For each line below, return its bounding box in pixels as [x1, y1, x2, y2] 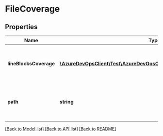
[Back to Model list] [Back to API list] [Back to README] [5, 126, 116, 132]
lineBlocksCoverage [7, 60, 55, 67]
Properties [5, 23, 38, 31]
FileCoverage [5, 3, 60, 15]
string [59, 98, 74, 105]
